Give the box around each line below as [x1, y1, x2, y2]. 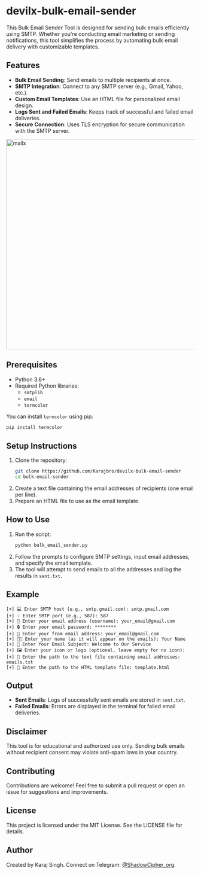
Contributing [6, 766, 55, 776]
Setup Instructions [6, 441, 77, 451]
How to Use [6, 514, 50, 525]
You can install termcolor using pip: [6, 413, 94, 420]
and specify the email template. [14, 559, 93, 567]
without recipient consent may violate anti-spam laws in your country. [6, 749, 178, 756]
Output [6, 680, 33, 690]
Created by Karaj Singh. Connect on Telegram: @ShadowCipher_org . [6, 861, 176, 868]
